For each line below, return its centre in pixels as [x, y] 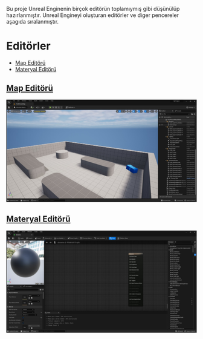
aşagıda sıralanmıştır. [33, 21]
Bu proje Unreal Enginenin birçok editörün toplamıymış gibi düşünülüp [93, 9]
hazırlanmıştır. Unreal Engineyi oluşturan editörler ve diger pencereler [93, 15]
